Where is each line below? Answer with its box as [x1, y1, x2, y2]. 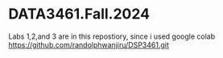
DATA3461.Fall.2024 [8, 5, 151, 23]
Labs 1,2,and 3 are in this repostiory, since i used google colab [8, 31, 216, 41]
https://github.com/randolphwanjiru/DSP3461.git [8, 39, 169, 49]
